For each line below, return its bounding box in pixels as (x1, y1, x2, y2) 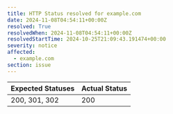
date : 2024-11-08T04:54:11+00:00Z (7, 17, 108, 23)
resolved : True (7, 23, 51, 30)
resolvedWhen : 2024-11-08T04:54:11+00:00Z (7, 29, 132, 37)
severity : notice (7, 42, 58, 49)
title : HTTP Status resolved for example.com (7, 10, 141, 17)
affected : (7, 49, 36, 56)
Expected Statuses (10, 84, 75, 93)
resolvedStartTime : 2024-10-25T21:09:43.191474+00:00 (7, 36, 167, 43)
